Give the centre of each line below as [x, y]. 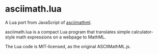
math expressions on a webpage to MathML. [61, 37]
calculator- [142, 32]
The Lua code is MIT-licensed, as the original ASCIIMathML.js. [68, 46]
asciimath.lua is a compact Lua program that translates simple [68, 32]
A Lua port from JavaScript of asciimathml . [48, 22]
